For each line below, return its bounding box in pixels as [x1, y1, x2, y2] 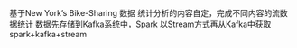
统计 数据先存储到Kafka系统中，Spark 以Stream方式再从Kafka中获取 [16, 19, 272, 29]
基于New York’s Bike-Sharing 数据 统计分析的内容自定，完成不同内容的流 [9, 8, 280, 18]
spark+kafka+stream [9, 29, 88, 39]
